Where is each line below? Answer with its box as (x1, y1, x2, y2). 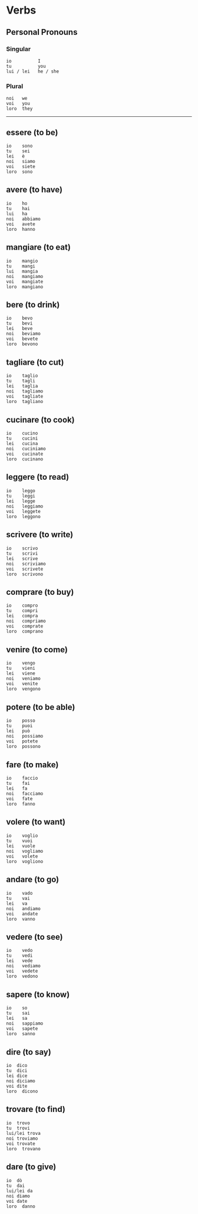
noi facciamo (6, 790, 44, 797)
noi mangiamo (6, 273, 44, 279)
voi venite (6, 681, 38, 687)
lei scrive (6, 555, 38, 561)
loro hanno (6, 226, 35, 232)
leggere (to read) (6, 472, 70, 482)
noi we (6, 96, 28, 102)
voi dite (6, 1083, 28, 1089)
